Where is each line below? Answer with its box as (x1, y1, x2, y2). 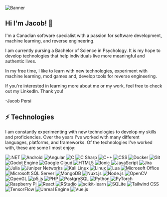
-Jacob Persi (5, 97, 31, 103)
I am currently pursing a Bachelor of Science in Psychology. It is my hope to (5, 47, 161, 53)
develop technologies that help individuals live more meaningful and (5, 52, 145, 58)
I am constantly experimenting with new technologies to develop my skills (5, 128, 157, 134)
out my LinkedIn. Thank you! (5, 88, 64, 94)
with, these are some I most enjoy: (5, 144, 76, 150)
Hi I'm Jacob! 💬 (5, 19, 53, 27)
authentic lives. (5, 58, 36, 64)
